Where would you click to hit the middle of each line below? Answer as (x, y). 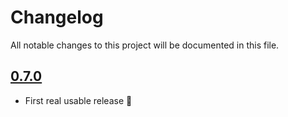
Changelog (57, 17)
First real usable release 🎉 (78, 100)
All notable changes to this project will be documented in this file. (145, 45)
